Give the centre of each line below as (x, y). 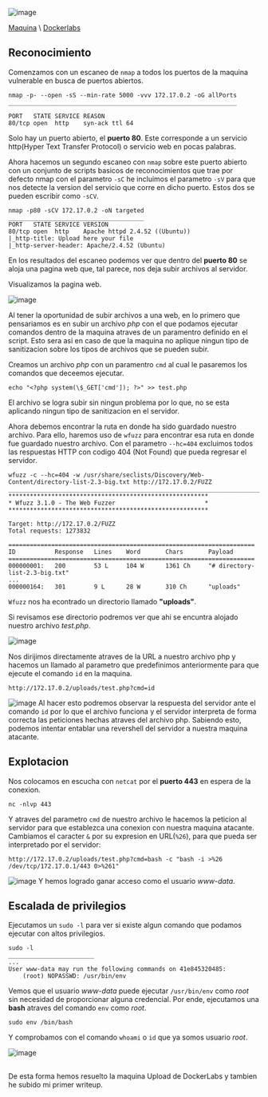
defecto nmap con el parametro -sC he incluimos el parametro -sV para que (132, 179)
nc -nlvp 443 (30, 804)
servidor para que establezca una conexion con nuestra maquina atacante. (132, 827)
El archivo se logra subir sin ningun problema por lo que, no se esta (119, 402)
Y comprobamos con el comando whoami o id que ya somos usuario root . (128, 1037)
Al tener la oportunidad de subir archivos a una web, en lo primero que (124, 315)
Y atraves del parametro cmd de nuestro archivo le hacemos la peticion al (128, 819)
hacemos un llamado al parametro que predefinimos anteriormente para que (134, 665)
